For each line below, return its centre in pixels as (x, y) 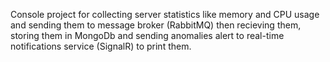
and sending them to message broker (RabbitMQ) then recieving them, (156, 25)
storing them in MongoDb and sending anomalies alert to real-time (147, 35)
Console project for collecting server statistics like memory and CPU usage (165, 14)
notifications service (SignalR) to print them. (101, 46)
